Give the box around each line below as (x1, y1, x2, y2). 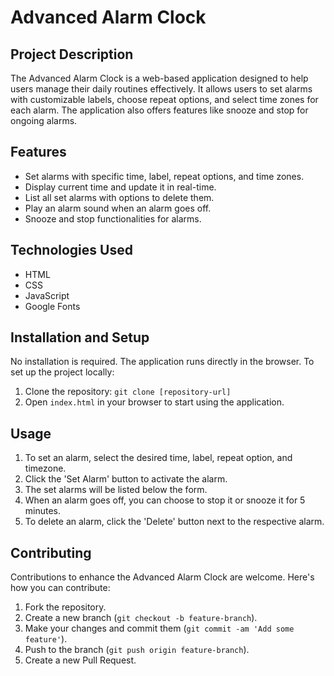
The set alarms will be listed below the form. (24, 484, 208, 496)
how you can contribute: (10, 582, 111, 594)
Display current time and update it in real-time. (24, 181, 217, 193)
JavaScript (24, 289, 70, 301)
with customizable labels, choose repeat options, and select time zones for (10, 94, 319, 105)
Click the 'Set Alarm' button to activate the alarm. (24, 473, 228, 485)
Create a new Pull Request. (24, 654, 137, 666)
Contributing (10, 544, 92, 561)
